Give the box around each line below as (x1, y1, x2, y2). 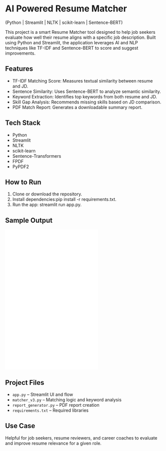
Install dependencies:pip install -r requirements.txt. (12, 196, 116, 202)
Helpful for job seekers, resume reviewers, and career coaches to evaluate (5, 435, 158, 441)
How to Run (5, 178, 42, 186)
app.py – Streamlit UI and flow (12, 391, 73, 397)
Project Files (5, 378, 45, 387)
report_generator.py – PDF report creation (12, 402, 100, 408)
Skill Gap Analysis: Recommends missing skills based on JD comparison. (12, 99, 162, 105)
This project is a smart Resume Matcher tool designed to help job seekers (5, 29, 156, 35)
